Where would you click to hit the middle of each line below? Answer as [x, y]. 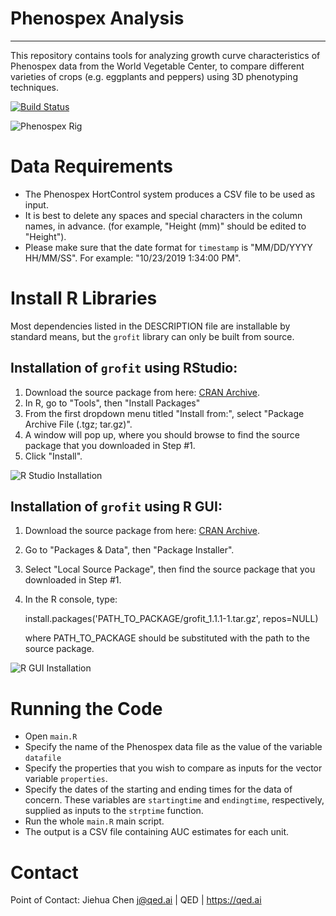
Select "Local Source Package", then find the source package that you [170, 569]
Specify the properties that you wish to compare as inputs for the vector [173, 768]
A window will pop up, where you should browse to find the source [162, 434]
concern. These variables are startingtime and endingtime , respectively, [174, 800]
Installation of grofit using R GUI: [116, 507]
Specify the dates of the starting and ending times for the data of [158, 789]
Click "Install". [53, 456]
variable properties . [66, 779]
